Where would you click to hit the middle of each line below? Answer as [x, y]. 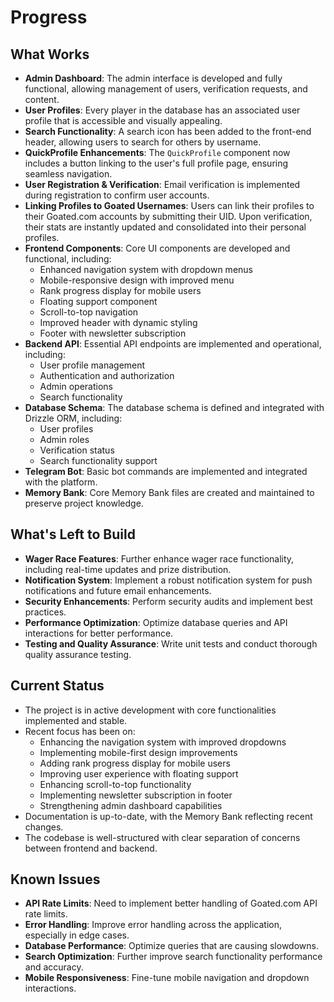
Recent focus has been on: [80, 731]
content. [42, 99]
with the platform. [61, 482]
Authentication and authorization [107, 375]
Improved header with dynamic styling [118, 322]
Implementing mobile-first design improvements [138, 752]
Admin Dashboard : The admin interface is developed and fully [153, 78]
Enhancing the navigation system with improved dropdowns [163, 742]
